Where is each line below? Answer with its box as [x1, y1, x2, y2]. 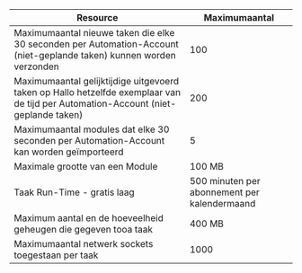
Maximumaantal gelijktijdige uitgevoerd [13, 75, 180, 87]
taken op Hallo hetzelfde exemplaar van [13, 86, 182, 98]
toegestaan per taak [13, 249, 99, 261]
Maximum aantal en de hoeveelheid [13, 212, 164, 224]
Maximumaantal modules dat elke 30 [13, 123, 170, 136]
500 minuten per [189, 175, 261, 187]
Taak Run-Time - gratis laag [13, 186, 135, 198]
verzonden [13, 60, 60, 73]
